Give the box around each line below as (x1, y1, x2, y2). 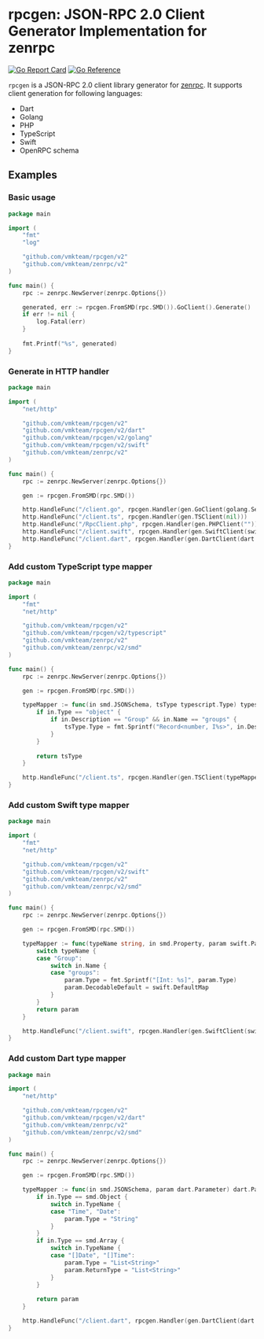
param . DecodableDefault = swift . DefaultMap (64, 983, 210, 992)
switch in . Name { (49, 961, 108, 969)
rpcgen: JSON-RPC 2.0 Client (8, 6, 206, 24)
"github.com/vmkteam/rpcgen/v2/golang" (22, 434, 153, 442)
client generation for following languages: (8, 88, 143, 98)
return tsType (36, 752, 82, 760)
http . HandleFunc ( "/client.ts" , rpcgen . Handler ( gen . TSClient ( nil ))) (22, 513, 247, 521)
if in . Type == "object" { (36, 708, 122, 717)
